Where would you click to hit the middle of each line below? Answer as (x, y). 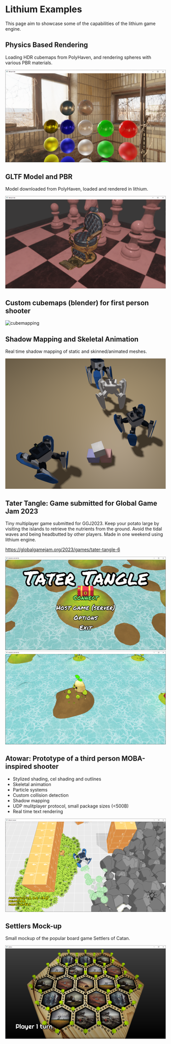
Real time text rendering (38, 811)
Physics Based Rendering (47, 45)
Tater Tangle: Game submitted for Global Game (81, 503)
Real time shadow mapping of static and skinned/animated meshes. (76, 351)
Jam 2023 (22, 511)
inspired (19, 766)
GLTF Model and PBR (39, 177)
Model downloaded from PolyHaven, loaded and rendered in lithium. (77, 189)
